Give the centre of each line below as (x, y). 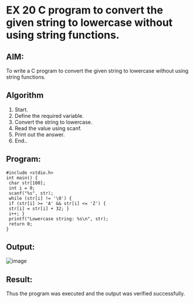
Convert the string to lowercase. (53, 122)
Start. (21, 110)
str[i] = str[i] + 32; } (39, 209)
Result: (19, 279)
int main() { (22, 178)
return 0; (21, 224)
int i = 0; (22, 188)
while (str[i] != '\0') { (40, 198)
